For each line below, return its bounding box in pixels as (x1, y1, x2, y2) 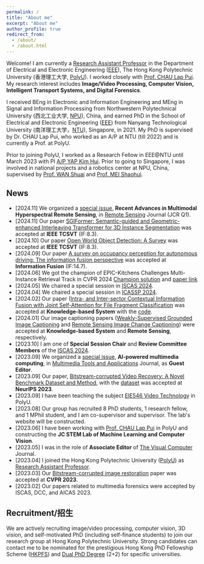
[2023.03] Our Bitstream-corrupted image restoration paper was (15, 469, 177, 476)
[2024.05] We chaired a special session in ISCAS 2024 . (15, 282, 154, 289)
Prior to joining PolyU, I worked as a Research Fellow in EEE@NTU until (6, 151, 184, 158)
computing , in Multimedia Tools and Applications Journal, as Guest (15, 360, 185, 367)
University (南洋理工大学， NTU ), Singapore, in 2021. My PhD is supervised (6, 126, 193, 133)
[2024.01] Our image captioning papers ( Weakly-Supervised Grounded (15, 314, 192, 321)
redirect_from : (6, 32, 45, 38)
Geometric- (151, 217, 180, 225)
